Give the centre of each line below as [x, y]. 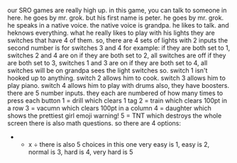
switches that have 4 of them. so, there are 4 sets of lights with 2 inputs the [118, 40]
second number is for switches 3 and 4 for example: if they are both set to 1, [119, 48]
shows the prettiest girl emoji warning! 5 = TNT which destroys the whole [115, 116]
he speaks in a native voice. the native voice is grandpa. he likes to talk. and [118, 25]
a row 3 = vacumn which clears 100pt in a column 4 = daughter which [109, 108]
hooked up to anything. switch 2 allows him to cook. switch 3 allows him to [116, 78]
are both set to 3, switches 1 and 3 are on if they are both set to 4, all [108, 63]
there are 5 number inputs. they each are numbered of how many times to [115, 93]
